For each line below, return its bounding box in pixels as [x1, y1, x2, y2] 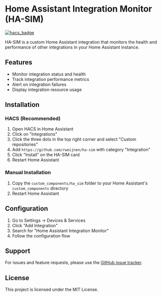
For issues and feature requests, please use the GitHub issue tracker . [5, 260, 143, 266]
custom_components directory [12, 185, 69, 191]
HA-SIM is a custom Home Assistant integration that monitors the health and [5, 39, 157, 45]
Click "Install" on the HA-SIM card [12, 152, 80, 158]
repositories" [12, 141, 38, 147]
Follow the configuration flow [12, 233, 71, 238]
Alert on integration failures [12, 81, 67, 87]
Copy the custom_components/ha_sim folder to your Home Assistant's [12, 180, 148, 186]
